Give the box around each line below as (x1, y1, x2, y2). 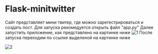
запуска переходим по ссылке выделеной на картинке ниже (5, 35, 130, 40)
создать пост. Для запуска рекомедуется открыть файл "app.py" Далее (5, 24, 154, 30)
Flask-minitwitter (5, 3, 76, 14)
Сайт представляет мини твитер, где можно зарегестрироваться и (5, 19, 144, 25)
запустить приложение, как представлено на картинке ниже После (5, 29, 153, 35)
